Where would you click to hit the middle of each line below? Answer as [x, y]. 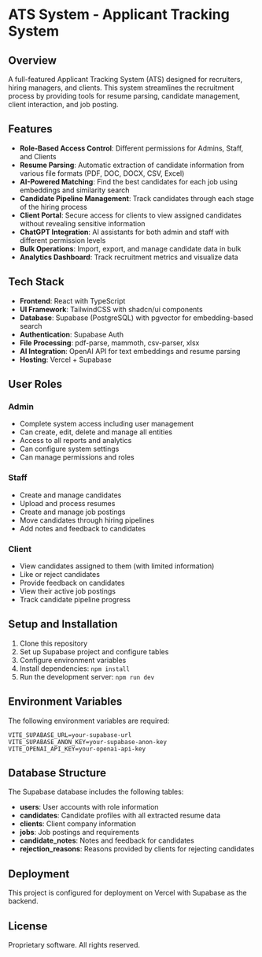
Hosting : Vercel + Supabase [65, 359]
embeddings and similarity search [74, 190]
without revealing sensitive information [82, 223]
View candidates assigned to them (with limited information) [117, 566]
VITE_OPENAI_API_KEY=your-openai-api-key [77, 749]
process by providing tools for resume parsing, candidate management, [124, 96]
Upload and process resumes [67, 503]
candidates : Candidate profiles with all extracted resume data [120, 815]
